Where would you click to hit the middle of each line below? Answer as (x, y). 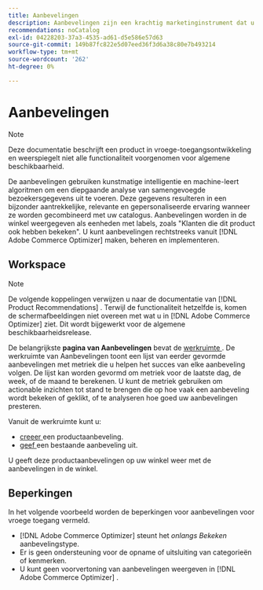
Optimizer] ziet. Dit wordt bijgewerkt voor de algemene (97, 324)
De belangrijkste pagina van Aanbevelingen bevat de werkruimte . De (122, 348)
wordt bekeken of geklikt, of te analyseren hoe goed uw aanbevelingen (123, 397)
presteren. (25, 406)
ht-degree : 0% (31, 67)
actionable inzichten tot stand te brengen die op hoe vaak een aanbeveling (129, 389)
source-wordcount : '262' (49, 60)
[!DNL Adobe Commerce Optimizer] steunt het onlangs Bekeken (123, 536)
